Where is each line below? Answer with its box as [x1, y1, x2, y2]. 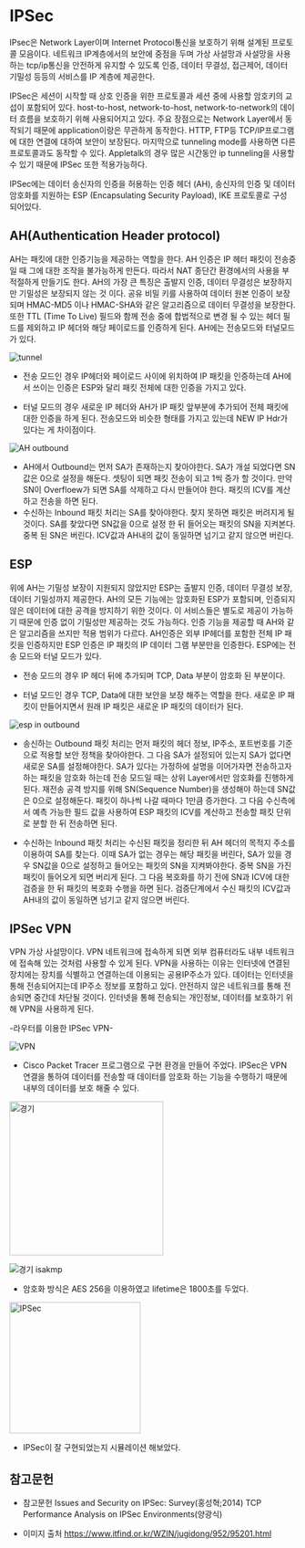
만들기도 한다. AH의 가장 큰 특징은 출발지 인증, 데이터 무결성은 [40, 276, 261, 288]
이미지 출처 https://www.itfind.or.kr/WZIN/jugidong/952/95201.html [22, 1528, 272, 1539]
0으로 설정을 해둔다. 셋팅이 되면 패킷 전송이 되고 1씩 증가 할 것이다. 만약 [39, 472, 293, 484]
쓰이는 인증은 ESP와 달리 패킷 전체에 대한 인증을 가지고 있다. [32, 382, 247, 392]
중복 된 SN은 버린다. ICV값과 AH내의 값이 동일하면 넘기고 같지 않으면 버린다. [22, 529, 294, 540]
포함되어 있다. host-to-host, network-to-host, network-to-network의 [25, 101, 279, 112]
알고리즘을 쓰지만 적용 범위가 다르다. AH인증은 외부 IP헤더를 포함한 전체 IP [18, 627, 283, 639]
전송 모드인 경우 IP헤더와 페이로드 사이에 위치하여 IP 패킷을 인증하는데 [22, 371, 271, 382]
